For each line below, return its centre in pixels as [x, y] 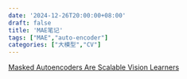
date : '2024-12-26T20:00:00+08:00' [67, 15]
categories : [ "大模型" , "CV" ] [55, 45]
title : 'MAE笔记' [36, 30]
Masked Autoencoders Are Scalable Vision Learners [94, 67]
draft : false [30, 23]
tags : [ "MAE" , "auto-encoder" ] [58, 38]
